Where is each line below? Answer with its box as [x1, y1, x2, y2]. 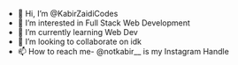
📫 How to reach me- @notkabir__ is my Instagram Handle [17, 47, 230, 56]
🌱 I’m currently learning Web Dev [17, 27, 139, 37]
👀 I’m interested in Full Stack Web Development [17, 18, 190, 28]
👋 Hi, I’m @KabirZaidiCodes [17, 9, 119, 18]
